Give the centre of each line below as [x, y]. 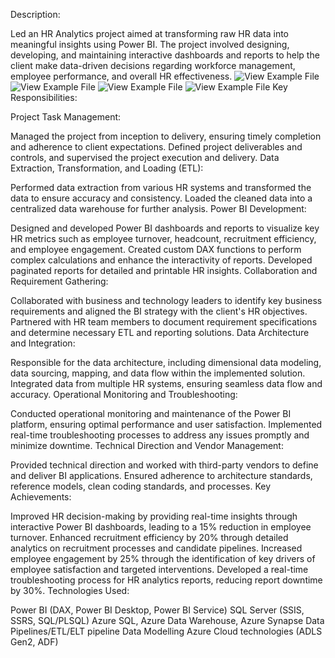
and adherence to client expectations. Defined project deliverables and [156, 147]
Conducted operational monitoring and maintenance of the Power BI [151, 413]
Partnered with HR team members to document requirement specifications [164, 322]
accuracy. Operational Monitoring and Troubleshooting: [124, 394]
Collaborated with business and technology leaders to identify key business [166, 300]
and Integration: [43, 343]
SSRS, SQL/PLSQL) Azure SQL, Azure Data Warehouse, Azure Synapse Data [167, 620]
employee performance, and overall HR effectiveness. [121, 76]
